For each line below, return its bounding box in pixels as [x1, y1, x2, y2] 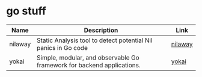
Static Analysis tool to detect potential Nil [37, 36, 153, 45]
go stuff [6, 4, 46, 18]
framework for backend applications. [37, 61, 141, 69]
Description [84, 26, 118, 34]
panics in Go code [37, 43, 88, 52]
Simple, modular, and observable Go [37, 53, 139, 61]
